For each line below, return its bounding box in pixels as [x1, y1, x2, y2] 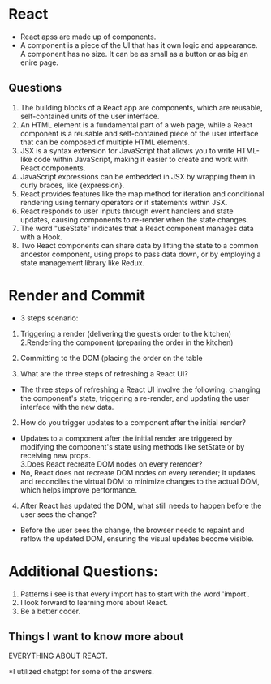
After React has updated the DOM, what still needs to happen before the [19, 501, 262, 510]
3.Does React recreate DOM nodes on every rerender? [19, 459, 203, 469]
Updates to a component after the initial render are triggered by [19, 433, 233, 443]
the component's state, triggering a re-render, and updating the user [19, 393, 250, 402]
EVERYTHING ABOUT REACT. [8, 651, 108, 661]
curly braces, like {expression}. [19, 180, 125, 190]
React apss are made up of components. [19, 32, 157, 41]
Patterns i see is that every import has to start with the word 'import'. [19, 589, 250, 599]
